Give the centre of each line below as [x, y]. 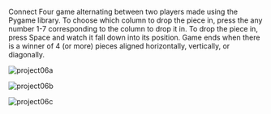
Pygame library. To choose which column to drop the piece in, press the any [135, 20]
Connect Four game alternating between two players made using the [123, 12]
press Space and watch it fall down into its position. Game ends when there [134, 37]
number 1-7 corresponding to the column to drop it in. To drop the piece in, [133, 29]
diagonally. [27, 55]
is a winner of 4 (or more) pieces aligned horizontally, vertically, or [119, 46]
